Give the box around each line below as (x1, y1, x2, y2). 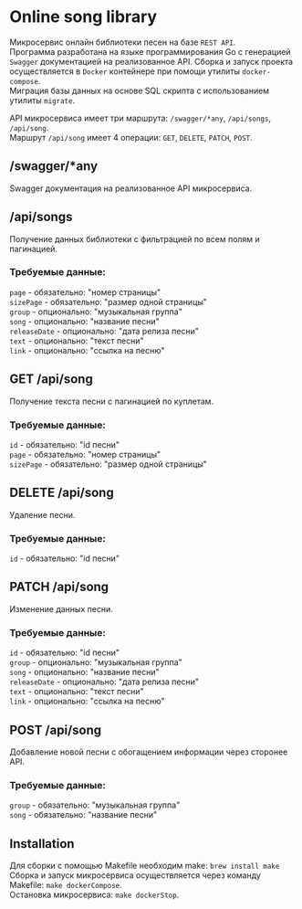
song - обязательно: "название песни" (9, 809, 158, 820)
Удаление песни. (9, 509, 76, 520)
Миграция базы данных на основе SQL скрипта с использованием (9, 85, 270, 96)
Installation (9, 836, 75, 851)
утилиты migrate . (9, 94, 76, 106)
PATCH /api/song (9, 579, 109, 595)
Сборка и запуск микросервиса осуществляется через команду (9, 870, 262, 881)
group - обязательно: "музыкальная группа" (9, 799, 181, 810)
